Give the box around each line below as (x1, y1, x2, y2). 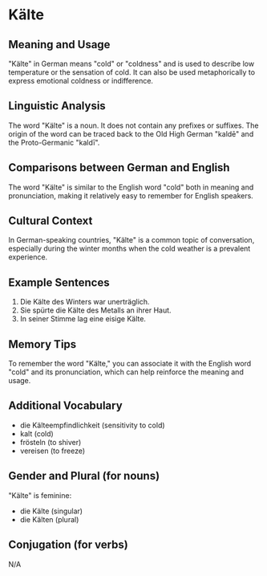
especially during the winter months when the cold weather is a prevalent (8, 243, 251, 254)
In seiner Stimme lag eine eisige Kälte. (19, 314, 147, 324)
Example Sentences (8, 276, 110, 289)
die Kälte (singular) (19, 506, 83, 516)
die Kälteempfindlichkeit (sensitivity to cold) (19, 420, 166, 430)
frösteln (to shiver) (19, 437, 82, 447)
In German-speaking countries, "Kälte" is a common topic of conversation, (8, 235, 255, 245)
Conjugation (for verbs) (8, 538, 128, 552)
